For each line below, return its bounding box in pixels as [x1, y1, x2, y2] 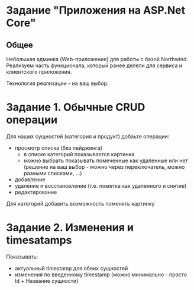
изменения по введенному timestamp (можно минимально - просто [14, 271, 187, 278]
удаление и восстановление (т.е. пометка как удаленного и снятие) [14, 182, 187, 189]
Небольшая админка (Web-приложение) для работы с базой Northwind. [6, 56, 188, 62]
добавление [14, 176, 46, 183]
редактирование [14, 188, 57, 196]
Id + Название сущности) [14, 277, 79, 284]
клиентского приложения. [6, 68, 72, 75]
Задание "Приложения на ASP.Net [6, 4, 186, 17]
